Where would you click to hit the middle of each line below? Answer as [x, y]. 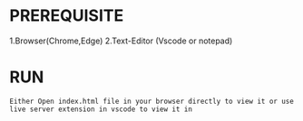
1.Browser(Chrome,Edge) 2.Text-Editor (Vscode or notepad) [121, 41]
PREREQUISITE [67, 16]
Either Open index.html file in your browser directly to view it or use [152, 101]
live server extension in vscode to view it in [101, 109]
